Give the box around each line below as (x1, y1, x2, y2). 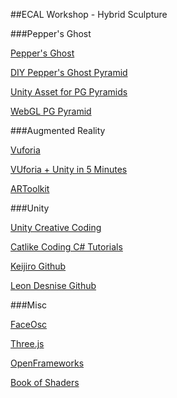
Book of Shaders (10, 377, 80, 388)
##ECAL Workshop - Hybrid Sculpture (10, 9, 168, 20)
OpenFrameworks (10, 357, 85, 369)
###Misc (10, 299, 48, 311)
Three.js (10, 338, 45, 349)
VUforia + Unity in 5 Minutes (10, 164, 128, 175)
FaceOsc (10, 319, 48, 330)
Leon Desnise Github (10, 280, 97, 291)
